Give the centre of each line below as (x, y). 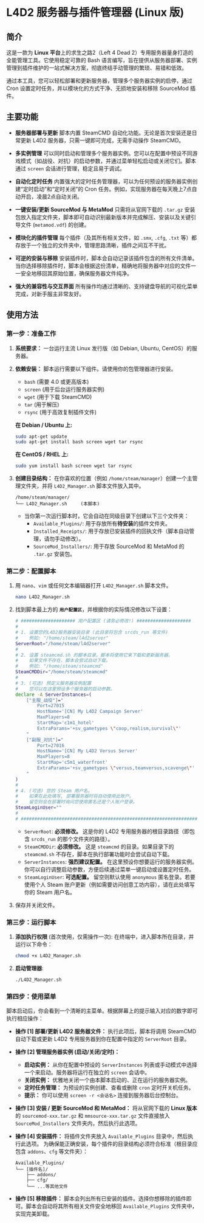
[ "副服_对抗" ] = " (45, 740)
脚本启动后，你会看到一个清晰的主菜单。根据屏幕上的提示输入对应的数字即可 (102, 1011)
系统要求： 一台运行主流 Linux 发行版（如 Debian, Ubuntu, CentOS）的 (104, 348)
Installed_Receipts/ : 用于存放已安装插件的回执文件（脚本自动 (111, 531)
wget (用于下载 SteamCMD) (58, 397)
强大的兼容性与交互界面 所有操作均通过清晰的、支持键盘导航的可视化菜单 (106, 286)
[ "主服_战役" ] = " (45, 700)
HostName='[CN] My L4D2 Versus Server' (87, 751)
